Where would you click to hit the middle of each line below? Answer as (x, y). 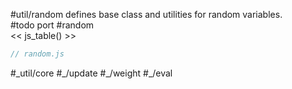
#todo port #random (52, 25)
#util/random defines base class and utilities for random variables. (146, 14)
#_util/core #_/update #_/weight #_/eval (91, 73)
